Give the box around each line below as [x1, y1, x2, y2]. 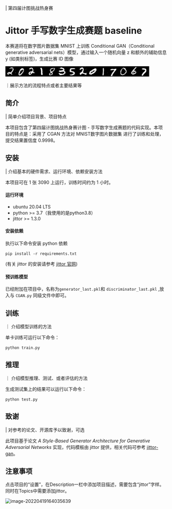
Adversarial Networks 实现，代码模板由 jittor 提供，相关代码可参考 [5, 444, 146, 450]
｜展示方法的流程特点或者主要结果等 [5, 82, 82, 88]
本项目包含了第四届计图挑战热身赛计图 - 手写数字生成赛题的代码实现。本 [5, 124, 159, 130]
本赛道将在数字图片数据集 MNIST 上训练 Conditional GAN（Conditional [5, 43, 155, 49]
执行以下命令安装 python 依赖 [5, 240, 68, 246]
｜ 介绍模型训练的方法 [5, 323, 52, 329]
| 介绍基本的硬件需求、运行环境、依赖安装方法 [5, 168, 103, 174]
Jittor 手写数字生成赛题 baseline [5, 25, 142, 36]
